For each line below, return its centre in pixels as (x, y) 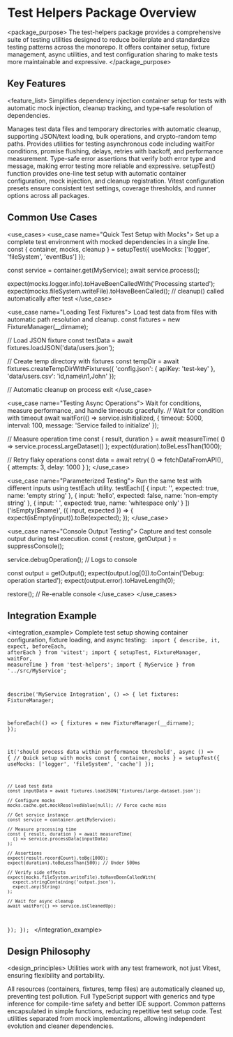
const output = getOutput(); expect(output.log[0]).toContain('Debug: (106, 573)
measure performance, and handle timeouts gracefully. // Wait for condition (116, 410)
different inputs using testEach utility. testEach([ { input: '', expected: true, (113, 488)
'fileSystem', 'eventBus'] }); (46, 257)
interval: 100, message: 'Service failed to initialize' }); (83, 425)
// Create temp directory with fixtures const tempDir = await (93, 361)
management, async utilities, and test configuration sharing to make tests (113, 54)
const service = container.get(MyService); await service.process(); (104, 270)
